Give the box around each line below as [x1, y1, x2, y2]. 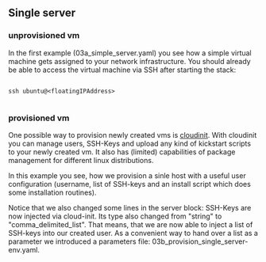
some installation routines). [8, 188, 97, 197]
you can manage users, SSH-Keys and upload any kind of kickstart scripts [8, 139, 252, 148]
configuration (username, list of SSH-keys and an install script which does [8, 179, 252, 188]
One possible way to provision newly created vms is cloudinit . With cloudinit [8, 130, 257, 139]
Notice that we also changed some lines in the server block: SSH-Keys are [8, 203, 252, 212]
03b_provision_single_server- [152, 237, 249, 246]
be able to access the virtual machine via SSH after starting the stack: [8, 65, 237, 74]
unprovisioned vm [8, 30, 80, 41]
